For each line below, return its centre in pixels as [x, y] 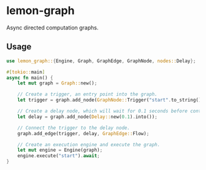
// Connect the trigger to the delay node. [74, 128]
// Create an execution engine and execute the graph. [89, 144]
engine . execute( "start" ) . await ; [59, 156]
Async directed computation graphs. [52, 28]
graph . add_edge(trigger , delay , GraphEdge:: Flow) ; [83, 133]
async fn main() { [30, 78]
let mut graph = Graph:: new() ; [57, 83]
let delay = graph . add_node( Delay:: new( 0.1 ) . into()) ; [87, 117]
